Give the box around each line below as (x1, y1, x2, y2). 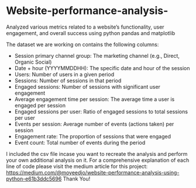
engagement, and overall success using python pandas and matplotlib (6, 29, 176, 36)
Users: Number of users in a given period (14, 71, 115, 78)
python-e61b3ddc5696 (6, 175, 62, 182)
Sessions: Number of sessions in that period (14, 77, 122, 84)
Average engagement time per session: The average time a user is (14, 95, 175, 103)
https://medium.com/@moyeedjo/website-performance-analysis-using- (6, 169, 180, 176)
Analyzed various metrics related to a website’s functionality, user (6, 23, 165, 30)
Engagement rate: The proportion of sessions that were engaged (14, 133, 171, 140)
